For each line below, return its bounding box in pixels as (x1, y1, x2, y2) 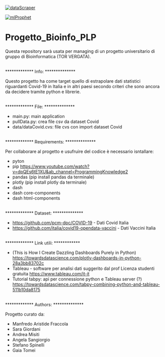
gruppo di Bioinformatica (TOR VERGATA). (5, 53, 91, 59)
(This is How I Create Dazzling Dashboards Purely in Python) (12, 249, 136, 255)
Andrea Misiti (12, 331, 40, 337)
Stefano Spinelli (12, 342, 45, 348)
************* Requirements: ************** (5, 138, 96, 144)
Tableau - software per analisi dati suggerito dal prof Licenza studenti (12, 265, 155, 271)
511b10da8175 (12, 286, 41, 292)
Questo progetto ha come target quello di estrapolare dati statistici (5, 78, 141, 84)
